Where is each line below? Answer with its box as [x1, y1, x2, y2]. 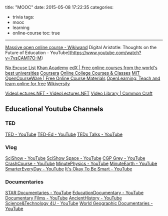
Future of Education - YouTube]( [5, 50, 71, 56]
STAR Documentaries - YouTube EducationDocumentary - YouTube [5, 190, 144, 196]
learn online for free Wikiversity [5, 81, 70, 87]
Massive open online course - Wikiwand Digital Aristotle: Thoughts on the [5, 45, 157, 50]
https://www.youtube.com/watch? [71, 50, 141, 56]
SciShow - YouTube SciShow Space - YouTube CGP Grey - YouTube [5, 155, 145, 161]
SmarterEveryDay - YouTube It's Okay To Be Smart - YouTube [5, 165, 132, 172]
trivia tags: [12, 14, 34, 20]
